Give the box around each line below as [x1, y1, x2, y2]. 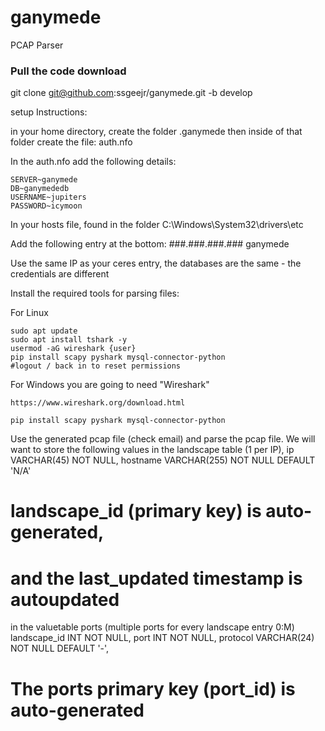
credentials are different [10, 268, 110, 280]
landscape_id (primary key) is [10, 500, 262, 523]
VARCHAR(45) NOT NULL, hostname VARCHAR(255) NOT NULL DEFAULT [10, 454, 316, 466]
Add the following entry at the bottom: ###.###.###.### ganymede [10, 238, 290, 250]
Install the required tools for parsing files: [10, 287, 180, 300]
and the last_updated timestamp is [10, 567, 303, 590]
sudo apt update [10, 326, 78, 336]
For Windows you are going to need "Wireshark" [10, 379, 210, 391]
